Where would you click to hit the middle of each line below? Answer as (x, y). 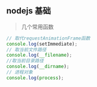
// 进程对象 (20, 72)
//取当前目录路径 (25, 61)
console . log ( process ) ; (35, 78)
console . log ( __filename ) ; (39, 55)
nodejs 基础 (29, 11)
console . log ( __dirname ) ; (38, 67)
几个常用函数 (37, 27)
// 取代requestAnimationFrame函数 (48, 38)
